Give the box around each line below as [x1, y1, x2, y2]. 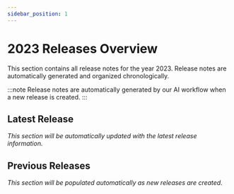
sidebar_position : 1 [7, 10, 69, 18]
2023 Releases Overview [7, 40, 158, 56]
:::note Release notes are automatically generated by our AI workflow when [7, 85, 226, 94]
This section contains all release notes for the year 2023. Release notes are [7, 64, 227, 73]
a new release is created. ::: [7, 92, 88, 101]
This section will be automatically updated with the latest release [7, 132, 197, 140]
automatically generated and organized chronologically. [7, 71, 170, 80]
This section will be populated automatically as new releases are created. [7, 178, 223, 187]
